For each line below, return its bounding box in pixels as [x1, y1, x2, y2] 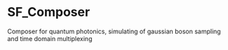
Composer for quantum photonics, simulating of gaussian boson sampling [7, 27, 221, 35]
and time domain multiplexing [7, 34, 93, 42]
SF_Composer [7, 4, 90, 20]
